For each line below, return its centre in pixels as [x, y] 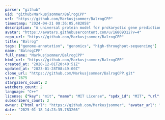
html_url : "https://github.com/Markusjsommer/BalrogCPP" [65, 60]
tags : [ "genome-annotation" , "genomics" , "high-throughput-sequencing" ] [81, 46]
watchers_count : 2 [24, 87]
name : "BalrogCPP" [24, 50]
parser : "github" [23, 10]
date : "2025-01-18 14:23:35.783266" [42, 110]
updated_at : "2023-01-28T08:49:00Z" [42, 69]
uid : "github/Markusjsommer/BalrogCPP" [46, 14]
